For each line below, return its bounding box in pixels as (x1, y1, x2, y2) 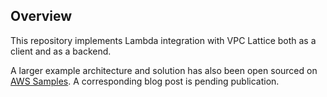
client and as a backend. (10, 45, 112, 57)
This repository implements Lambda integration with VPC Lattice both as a (10, 34, 317, 46)
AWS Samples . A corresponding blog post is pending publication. (10, 75, 280, 87)
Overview (10, 8, 73, 25)
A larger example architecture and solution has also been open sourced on (10, 64, 318, 76)
